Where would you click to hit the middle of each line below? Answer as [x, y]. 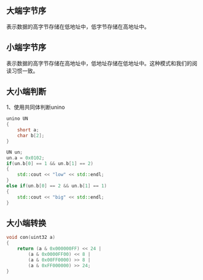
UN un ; [15, 152]
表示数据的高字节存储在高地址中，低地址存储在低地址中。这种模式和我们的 [99, 63]
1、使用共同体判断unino [36, 107]
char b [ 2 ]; [31, 136]
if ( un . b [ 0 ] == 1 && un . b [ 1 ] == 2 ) [50, 163]
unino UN [17, 119]
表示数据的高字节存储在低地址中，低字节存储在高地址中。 [78, 27]
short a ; [28, 130]
